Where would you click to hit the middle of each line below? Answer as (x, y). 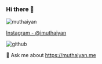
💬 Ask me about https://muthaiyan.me (51, 55)
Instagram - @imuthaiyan (36, 33)
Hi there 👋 (20, 9)
